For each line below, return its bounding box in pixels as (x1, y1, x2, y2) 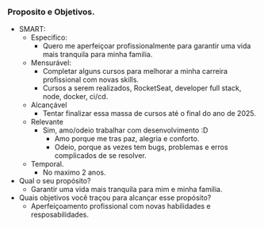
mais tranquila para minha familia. (42, 50, 153, 60)
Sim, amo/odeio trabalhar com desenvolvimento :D (42, 125, 209, 135)
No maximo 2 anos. (42, 167, 106, 177)
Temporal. (30, 160, 64, 169)
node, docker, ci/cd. (42, 92, 109, 102)
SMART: (18, 25, 46, 34)
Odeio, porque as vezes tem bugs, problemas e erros (54, 142, 228, 152)
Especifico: (30, 33, 68, 42)
